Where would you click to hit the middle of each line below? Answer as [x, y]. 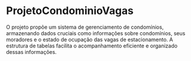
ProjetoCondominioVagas [70, 11]
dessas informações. [31, 52]
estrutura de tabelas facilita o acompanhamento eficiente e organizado [92, 46]
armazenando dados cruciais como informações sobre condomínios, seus [96, 33]
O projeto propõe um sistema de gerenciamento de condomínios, [85, 27]
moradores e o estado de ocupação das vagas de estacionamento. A [90, 39]
